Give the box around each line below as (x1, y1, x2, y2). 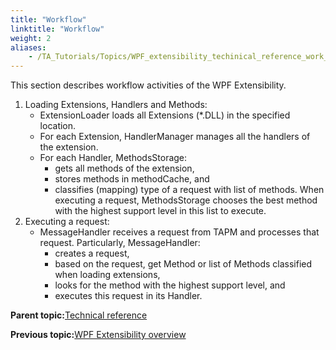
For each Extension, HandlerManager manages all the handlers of (39, 131, 311, 143)
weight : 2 (10, 33, 52, 43)
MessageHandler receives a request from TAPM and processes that (39, 226, 320, 238)
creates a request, (54, 247, 130, 260)
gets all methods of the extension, (54, 162, 195, 175)
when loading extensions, (54, 269, 161, 281)
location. (39, 120, 77, 132)
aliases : (10, 42, 47, 53)
